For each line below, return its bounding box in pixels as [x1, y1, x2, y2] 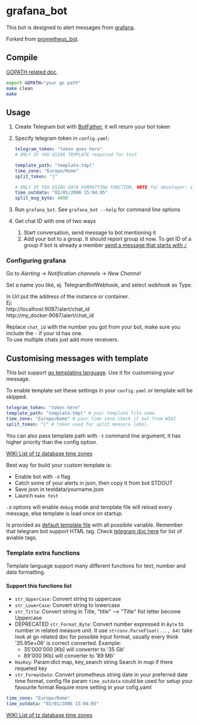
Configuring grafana [6, 257, 66, 265]
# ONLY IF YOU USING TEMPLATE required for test [14, 152, 137, 158]
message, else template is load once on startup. [6, 509, 123, 517]
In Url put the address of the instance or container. [6, 293, 129, 300]
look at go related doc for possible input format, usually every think [14, 633, 179, 640]
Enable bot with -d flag [14, 473, 70, 480]
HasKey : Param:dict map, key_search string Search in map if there [14, 659, 174, 666]
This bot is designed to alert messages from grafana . [6, 24, 136, 31]
